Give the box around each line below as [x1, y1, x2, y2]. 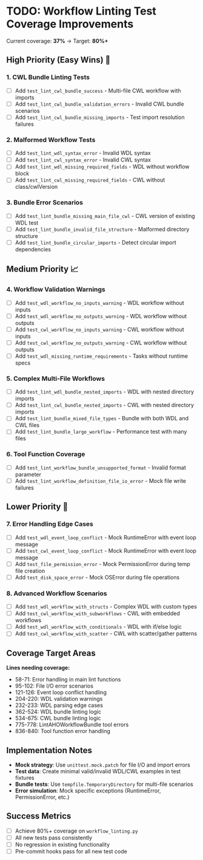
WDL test [15, 219, 39, 226]
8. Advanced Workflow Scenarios [6, 589, 107, 598]
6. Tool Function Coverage [6, 450, 85, 459]
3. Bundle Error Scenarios [6, 199, 84, 207]
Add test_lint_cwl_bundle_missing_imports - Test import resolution [15, 114, 185, 121]
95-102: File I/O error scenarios [15, 682, 94, 690]
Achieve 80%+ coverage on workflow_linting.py [15, 827, 138, 834]
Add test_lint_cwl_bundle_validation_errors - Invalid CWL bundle [15, 100, 184, 107]
